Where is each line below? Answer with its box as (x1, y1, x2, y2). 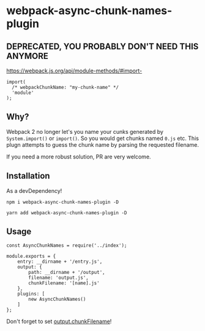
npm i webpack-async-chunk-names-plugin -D (6, 199, 119, 205)
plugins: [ (17, 291, 45, 297)
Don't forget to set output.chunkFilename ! (6, 317, 112, 325)
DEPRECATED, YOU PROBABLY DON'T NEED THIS (6, 41, 199, 52)
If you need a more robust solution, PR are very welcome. (6, 153, 151, 160)
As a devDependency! (6, 187, 62, 194)
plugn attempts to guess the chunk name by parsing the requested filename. (6, 141, 199, 148)
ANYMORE (6, 50, 49, 61)
